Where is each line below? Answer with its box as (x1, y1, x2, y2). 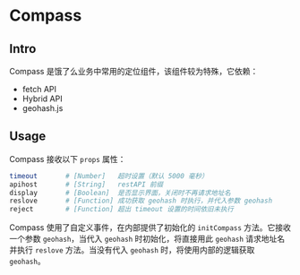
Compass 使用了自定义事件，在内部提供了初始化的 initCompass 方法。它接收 (9, 222, 291, 233)
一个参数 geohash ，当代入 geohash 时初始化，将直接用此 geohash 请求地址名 (9, 234, 286, 245)
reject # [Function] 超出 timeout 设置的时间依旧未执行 (9, 205, 235, 214)
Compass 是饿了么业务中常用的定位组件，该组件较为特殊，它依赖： (9, 66, 259, 76)
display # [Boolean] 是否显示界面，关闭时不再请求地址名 (9, 188, 231, 197)
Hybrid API (21, 93, 63, 104)
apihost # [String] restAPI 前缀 (9, 180, 164, 189)
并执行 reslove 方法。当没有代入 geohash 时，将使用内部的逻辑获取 (9, 245, 255, 255)
